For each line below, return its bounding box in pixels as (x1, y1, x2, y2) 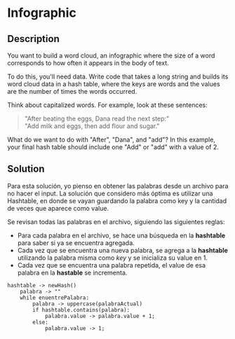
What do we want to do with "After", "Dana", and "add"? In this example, (7, 135, 216, 144)
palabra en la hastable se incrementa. (17, 268, 128, 277)
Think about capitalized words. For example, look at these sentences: (7, 101, 208, 109)
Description (7, 33, 60, 45)
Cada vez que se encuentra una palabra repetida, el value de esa (17, 261, 206, 269)
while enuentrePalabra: (20, 294, 90, 301)
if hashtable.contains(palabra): (32, 306, 130, 313)
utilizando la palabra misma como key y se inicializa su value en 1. (17, 254, 208, 262)
